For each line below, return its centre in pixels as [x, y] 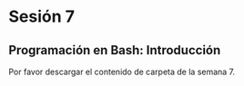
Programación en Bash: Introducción [115, 50]
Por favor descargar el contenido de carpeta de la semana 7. [122, 72]
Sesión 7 [41, 17]
